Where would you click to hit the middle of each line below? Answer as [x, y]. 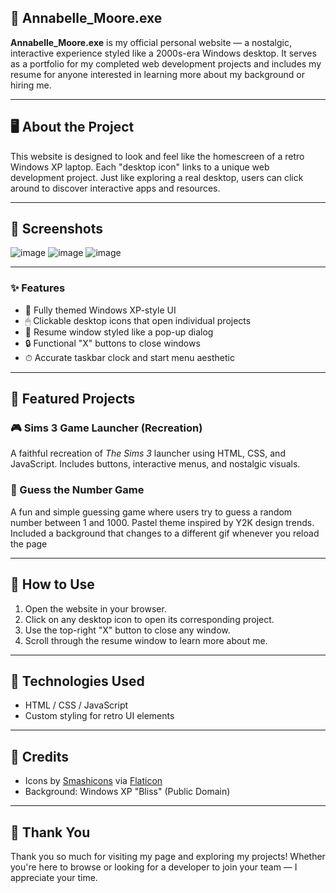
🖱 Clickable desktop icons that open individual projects [138, 320]
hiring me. [31, 85]
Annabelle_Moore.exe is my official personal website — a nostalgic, [151, 42]
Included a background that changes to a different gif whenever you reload [165, 533]
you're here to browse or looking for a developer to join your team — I [154, 867]
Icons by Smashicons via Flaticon [93, 781]
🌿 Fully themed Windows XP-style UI [100, 310]
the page [29, 543]
